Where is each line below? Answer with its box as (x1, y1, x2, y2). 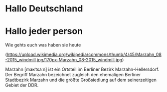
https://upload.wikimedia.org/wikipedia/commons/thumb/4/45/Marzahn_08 (6, 51, 162, 57)
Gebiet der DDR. (5, 82, 39, 88)
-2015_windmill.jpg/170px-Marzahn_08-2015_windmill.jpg (5, 57, 123, 63)
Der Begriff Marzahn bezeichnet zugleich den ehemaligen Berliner (5, 72, 141, 78)
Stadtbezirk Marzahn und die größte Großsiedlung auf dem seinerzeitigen (5, 77, 157, 83)
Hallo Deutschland (5, 3, 83, 14)
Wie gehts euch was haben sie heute (5, 42, 81, 48)
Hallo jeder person (5, 26, 83, 37)
